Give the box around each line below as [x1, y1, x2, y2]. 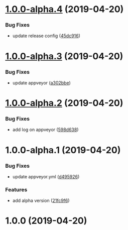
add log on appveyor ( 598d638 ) [12, 127, 79, 133]
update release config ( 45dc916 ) [12, 33, 80, 39]
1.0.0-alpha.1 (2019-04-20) [5, 144, 121, 156]
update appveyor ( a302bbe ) [12, 79, 71, 86]
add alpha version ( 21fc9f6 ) [12, 197, 70, 204]
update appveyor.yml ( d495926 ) [12, 173, 80, 179]
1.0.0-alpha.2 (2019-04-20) [5, 97, 123, 109]
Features [5, 186, 28, 193]
